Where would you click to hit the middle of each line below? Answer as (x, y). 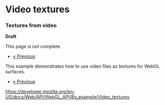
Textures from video (31, 26)
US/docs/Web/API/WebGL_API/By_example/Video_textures (67, 97)
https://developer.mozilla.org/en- (40, 92)
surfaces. (15, 72)
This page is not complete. (33, 47)
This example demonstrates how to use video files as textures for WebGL (82, 66)
